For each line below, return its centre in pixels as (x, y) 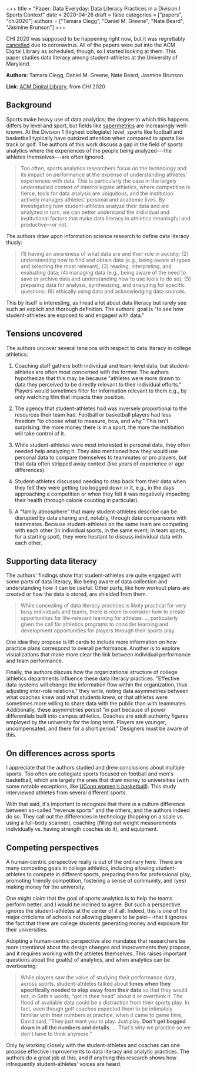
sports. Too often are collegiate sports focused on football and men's (90, 774)
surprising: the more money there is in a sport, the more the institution (99, 427)
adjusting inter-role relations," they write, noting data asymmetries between (98, 691)
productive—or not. (44, 224)
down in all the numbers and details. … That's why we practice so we (106, 1028)
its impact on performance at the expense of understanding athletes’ (103, 174)
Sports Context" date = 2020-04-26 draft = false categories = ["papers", (94, 15)
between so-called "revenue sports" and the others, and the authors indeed (98, 810)
